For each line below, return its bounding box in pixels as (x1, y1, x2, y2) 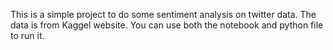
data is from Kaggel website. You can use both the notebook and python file (10, 19, 324, 31)
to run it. (10, 30, 45, 41)
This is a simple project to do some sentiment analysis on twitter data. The (10, 9, 317, 20)
